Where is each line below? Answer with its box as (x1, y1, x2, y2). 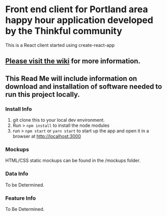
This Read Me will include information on (5, 74, 137, 83)
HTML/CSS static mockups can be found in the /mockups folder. (5, 157, 141, 164)
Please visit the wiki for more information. (5, 57, 141, 66)
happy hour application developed (5, 14, 154, 26)
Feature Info (5, 195, 36, 202)
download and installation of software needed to (5, 82, 162, 91)
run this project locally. (5, 90, 80, 99)
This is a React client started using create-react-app (5, 42, 115, 48)
